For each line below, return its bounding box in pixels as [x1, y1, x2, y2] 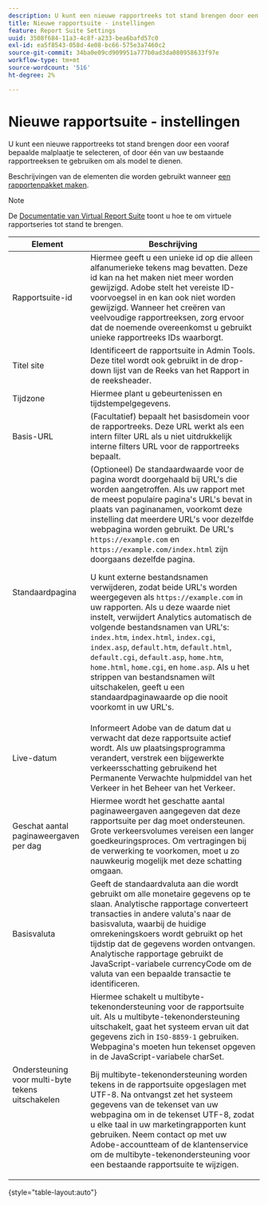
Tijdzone [12, 392, 45, 404]
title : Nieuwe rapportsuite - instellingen [8, 19, 156, 27]
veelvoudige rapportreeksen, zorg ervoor [90, 312, 245, 323]
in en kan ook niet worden [138, 292, 236, 303]
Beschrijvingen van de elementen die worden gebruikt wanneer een [8, 171, 231, 181]
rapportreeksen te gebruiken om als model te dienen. [8, 156, 183, 165]
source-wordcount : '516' [8, 64, 91, 72]
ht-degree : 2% [8, 71, 56, 79]
